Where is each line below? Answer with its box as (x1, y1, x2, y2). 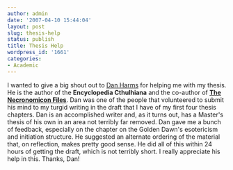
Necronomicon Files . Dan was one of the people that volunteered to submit (7, 95, 225, 104)
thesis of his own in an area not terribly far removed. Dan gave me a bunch (7, 117, 221, 126)
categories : (7, 56, 42, 62)
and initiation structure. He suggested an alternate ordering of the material (7, 133, 220, 141)
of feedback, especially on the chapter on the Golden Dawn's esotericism (7, 125, 218, 133)
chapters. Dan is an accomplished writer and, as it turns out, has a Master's (7, 110, 224, 119)
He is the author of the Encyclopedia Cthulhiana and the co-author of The (7, 88, 221, 96)
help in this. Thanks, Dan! (7, 154, 80, 163)
